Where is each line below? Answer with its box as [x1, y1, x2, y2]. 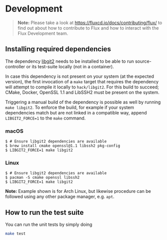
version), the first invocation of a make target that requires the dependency [5, 78, 159, 84]
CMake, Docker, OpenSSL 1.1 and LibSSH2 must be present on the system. [5, 89, 160, 95]
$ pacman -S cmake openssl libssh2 [5, 175, 80, 180]
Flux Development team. [17, 30, 68, 36]
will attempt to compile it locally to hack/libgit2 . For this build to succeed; [5, 84, 159, 90]
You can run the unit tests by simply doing [5, 221, 93, 227]
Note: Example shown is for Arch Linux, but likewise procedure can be [5, 188, 151, 194]
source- [135, 58, 152, 64]
